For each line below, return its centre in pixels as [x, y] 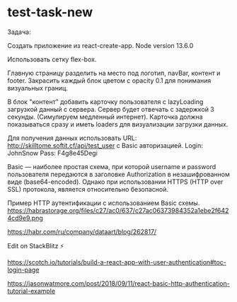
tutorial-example [31, 291]
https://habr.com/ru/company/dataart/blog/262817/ [82, 231]
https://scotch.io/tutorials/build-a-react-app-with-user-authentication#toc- [117, 262]
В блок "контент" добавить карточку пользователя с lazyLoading [105, 101]
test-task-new [50, 12]
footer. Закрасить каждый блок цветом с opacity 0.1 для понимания [109, 80]
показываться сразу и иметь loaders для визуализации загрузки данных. [118, 124]
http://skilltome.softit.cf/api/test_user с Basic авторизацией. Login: [105, 145]
